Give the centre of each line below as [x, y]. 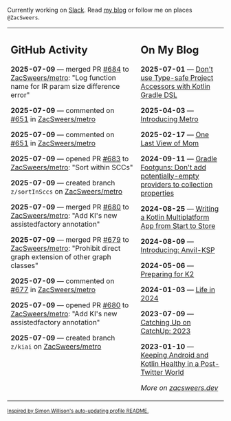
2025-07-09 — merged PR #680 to [70, 207]
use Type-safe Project [177, 77]
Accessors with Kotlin [176, 86]
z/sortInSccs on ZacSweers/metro [66, 191]
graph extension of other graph [61, 256]
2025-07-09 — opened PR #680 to [70, 305]
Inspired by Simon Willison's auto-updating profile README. [78, 411]
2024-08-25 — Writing [180, 208]
